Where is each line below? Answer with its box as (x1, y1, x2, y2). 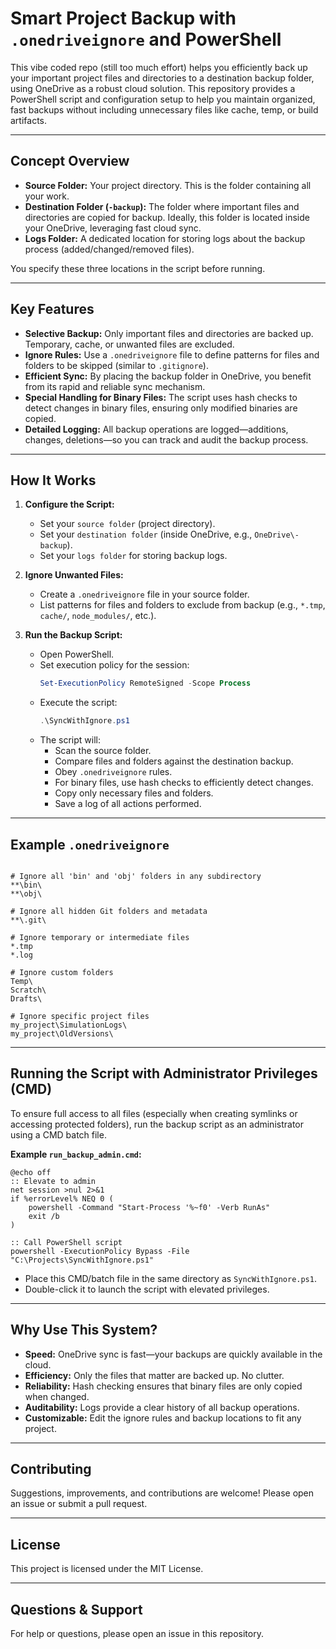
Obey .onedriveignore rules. (54, 766, 173, 778)
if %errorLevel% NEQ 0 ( (10, 1193, 114, 1204)
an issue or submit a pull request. (10, 1498, 148, 1510)
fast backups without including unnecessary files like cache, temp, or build (10, 103, 319, 116)
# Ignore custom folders (10, 967, 114, 977)
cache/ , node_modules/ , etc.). (39, 610, 157, 622)
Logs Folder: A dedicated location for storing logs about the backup (24, 232, 306, 244)
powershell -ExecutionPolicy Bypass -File (10, 1246, 190, 1256)
